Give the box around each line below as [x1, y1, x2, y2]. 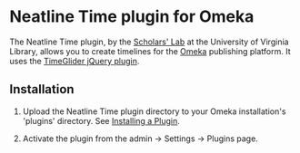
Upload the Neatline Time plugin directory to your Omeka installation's [22, 106, 286, 117]
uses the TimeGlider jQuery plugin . [9, 55, 140, 66]
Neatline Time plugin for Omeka [9, 6, 255, 27]
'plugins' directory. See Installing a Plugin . [22, 115, 180, 126]
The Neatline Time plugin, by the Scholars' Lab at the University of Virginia [9, 36, 289, 47]
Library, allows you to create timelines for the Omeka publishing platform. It [9, 45, 291, 56]
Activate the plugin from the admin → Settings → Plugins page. [22, 133, 259, 144]
